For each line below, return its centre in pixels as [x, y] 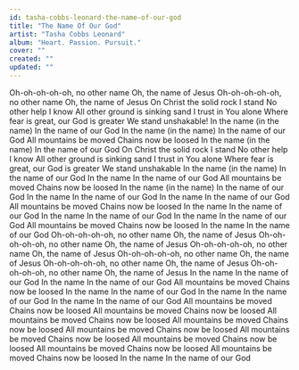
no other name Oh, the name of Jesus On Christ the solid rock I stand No [143, 102]
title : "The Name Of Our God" [66, 26]
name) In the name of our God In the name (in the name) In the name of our [148, 130]
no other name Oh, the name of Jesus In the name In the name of [169, 272]
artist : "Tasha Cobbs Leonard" [67, 34]
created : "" [31, 59]
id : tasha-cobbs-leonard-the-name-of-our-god [95, 17]
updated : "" [31, 68]
